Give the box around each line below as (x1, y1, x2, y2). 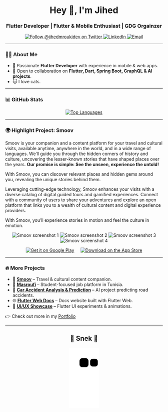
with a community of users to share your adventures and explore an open (5, 197, 156, 203)
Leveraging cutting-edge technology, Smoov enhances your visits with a (5, 186, 154, 192)
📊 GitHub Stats (5, 96, 43, 103)
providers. (5, 208, 26, 214)
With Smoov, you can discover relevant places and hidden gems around (5, 171, 153, 177)
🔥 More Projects (5, 264, 45, 271)
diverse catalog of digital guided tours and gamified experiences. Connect (5, 192, 158, 198)
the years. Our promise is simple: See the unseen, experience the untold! (5, 162, 159, 168)
